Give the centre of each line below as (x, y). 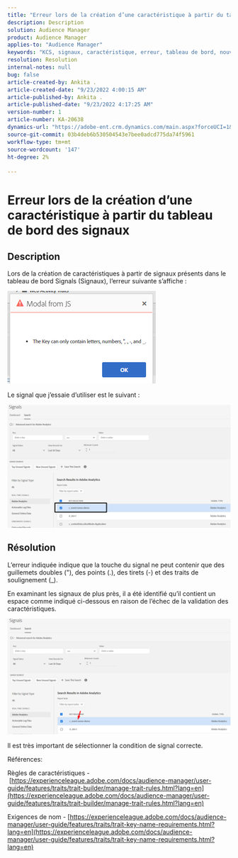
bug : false (23, 74)
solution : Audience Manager (49, 30)
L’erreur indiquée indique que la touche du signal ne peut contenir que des (116, 565)
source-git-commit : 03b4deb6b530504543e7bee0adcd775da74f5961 (101, 135)
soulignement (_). (33, 580)
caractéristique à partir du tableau (110, 215)
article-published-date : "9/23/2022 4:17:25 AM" (80, 105)
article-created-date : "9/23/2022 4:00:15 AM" (77, 90)
